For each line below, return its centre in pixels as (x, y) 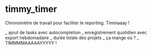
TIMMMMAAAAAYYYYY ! (31, 43)
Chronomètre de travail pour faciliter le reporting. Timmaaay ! (67, 23)
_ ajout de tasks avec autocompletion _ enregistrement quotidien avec (76, 32)
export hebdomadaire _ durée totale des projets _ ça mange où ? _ (72, 38)
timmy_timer (31, 9)
